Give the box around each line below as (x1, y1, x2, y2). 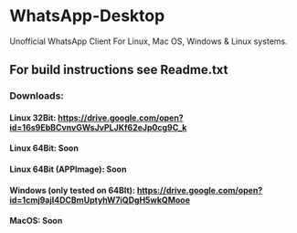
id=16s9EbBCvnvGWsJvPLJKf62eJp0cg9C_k (9, 122, 187, 132)
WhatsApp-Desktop (9, 5, 165, 26)
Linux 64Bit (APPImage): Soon (9, 164, 127, 175)
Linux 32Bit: (9, 111, 57, 123)
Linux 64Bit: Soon (9, 143, 80, 154)
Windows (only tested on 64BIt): (9, 185, 135, 196)
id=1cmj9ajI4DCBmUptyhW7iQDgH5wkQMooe (9, 194, 190, 206)
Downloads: (9, 90, 64, 102)
